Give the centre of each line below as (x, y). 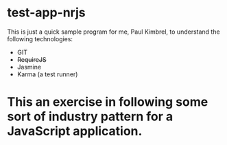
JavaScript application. (75, 131)
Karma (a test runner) (47, 74)
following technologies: (40, 38)
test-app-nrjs (46, 13)
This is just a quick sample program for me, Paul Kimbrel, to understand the (114, 32)
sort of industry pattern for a (90, 116)
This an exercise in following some (108, 102)
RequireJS (32, 59)
